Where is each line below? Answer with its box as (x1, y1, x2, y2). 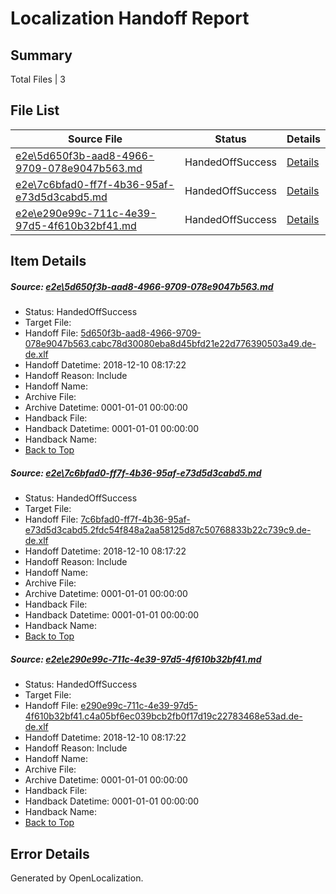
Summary (10, 47, 73, 64)
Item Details (10, 253, 87, 270)
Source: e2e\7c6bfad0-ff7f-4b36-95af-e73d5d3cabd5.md (10, 467, 262, 479)
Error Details (10, 845, 90, 862)
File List (10, 102, 60, 119)
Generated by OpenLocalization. (10, 872, 144, 884)
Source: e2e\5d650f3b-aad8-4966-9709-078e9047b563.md (10, 280, 274, 292)
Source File (67, 132, 123, 146)
